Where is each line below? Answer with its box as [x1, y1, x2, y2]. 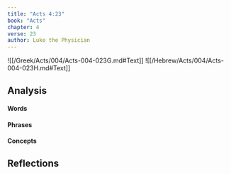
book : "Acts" [7, 17, 46, 24]
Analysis [7, 85, 47, 97]
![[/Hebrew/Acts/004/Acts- [145, 56, 225, 65]
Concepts [7, 136, 37, 146]
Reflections [7, 157, 60, 169]
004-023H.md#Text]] [7, 64, 71, 72]
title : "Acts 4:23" [7, 10, 65, 18]
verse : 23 [7, 30, 37, 38]
